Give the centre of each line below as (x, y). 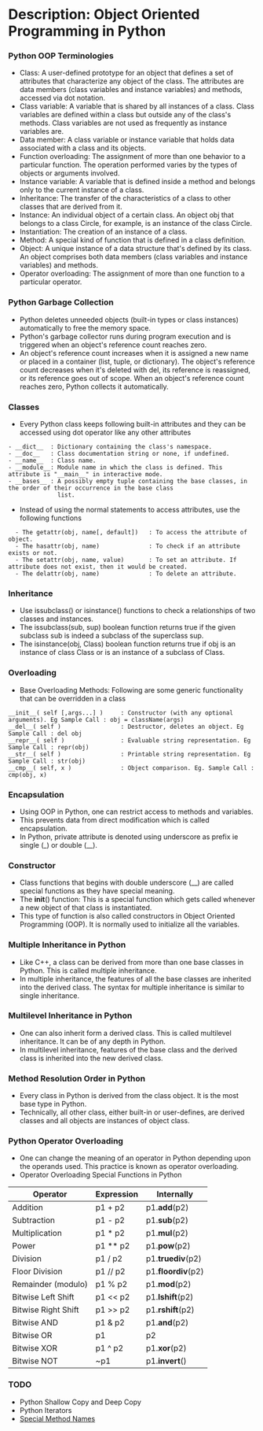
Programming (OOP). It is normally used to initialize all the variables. (130, 924)
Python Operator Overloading (66, 1141)
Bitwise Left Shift (43, 1297)
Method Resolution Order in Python (77, 1078)
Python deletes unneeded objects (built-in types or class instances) (129, 320)
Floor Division (37, 1271)
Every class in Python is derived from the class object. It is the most (129, 1096)
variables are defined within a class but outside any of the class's (125, 115)
